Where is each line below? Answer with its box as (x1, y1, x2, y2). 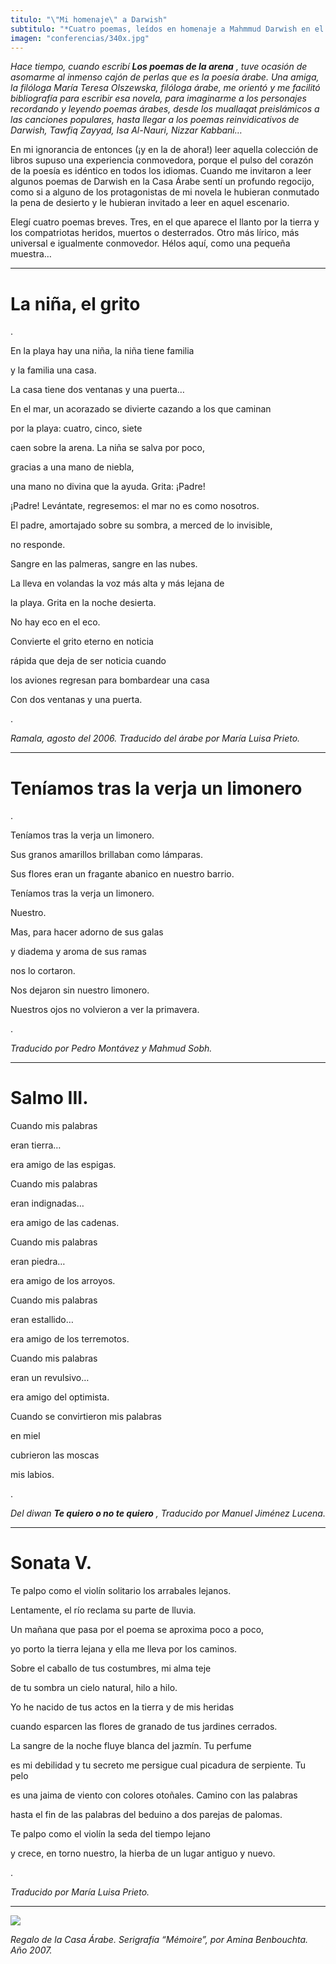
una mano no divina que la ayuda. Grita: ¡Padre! (10, 481, 206, 493)
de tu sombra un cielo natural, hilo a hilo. (10, 1682, 178, 1694)
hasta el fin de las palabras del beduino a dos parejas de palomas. (10, 1809, 283, 1821)
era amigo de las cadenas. (10, 1217, 120, 1229)
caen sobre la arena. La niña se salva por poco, (10, 442, 206, 454)
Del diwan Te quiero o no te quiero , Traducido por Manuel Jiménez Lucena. (10, 1507, 326, 1520)
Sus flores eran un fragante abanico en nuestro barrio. (10, 868, 235, 880)
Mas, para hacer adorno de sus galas (10, 926, 164, 938)
